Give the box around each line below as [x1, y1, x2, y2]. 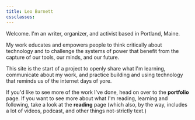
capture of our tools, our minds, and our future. [6, 54, 120, 61]
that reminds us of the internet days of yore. [6, 77, 112, 84]
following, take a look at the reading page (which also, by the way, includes [6, 101, 188, 108]
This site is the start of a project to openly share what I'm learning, [6, 65, 166, 72]
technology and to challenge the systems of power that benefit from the [6, 47, 179, 54]
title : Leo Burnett [6, 8, 54, 15]
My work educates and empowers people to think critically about [6, 41, 162, 48]
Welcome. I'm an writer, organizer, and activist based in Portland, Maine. [6, 30, 180, 37]
